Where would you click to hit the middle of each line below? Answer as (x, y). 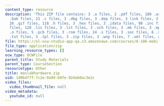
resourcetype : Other (26, 69)
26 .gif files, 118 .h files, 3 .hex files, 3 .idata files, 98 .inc (82, 23)
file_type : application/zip (34, 46)
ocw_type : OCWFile (24, 55)
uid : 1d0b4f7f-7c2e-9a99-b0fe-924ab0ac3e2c (50, 78)
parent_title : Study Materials (37, 60)
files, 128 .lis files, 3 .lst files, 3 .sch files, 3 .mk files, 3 (81, 28)
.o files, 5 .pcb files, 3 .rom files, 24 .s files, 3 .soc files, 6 (82, 32)
